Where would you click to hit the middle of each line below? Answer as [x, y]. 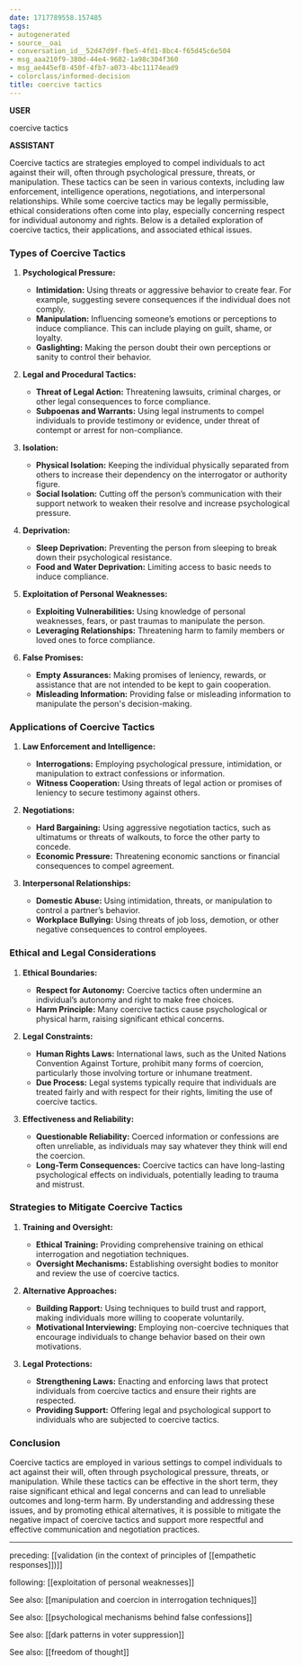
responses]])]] [36, 1565]
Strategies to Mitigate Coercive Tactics [96, 1208]
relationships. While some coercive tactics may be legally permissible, [139, 201]
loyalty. [49, 338]
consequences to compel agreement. [105, 866]
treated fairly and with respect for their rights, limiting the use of [154, 1091]
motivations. [58, 1346]
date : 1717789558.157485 [56, 18]
